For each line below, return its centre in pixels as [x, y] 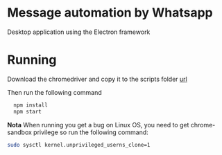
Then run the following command [54, 92]
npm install [31, 105]
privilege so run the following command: [91, 132]
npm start [27, 111]
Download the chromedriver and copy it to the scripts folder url [97, 79]
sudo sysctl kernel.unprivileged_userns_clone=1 [79, 145]
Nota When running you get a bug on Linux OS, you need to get [98, 125]
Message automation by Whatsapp [110, 13]
